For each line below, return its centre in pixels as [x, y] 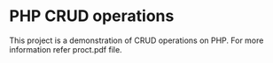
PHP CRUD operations [92, 16]
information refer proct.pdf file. [66, 49]
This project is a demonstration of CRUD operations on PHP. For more [136, 40]
